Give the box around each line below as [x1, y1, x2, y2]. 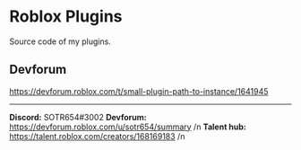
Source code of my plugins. [9, 36, 112, 47]
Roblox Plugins [9, 6, 123, 27]
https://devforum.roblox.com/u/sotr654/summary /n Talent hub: [9, 121, 246, 132]
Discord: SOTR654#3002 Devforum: [9, 111, 147, 122]
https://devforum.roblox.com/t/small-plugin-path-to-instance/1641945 [9, 85, 269, 96]
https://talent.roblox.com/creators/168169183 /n [9, 130, 185, 141]
